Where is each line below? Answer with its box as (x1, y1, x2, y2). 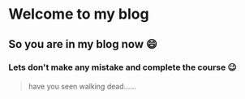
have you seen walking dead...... (28, 82, 136, 92)
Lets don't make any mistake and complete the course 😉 (8, 62, 237, 73)
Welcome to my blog (8, 5, 149, 24)
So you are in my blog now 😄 (8, 37, 158, 51)
